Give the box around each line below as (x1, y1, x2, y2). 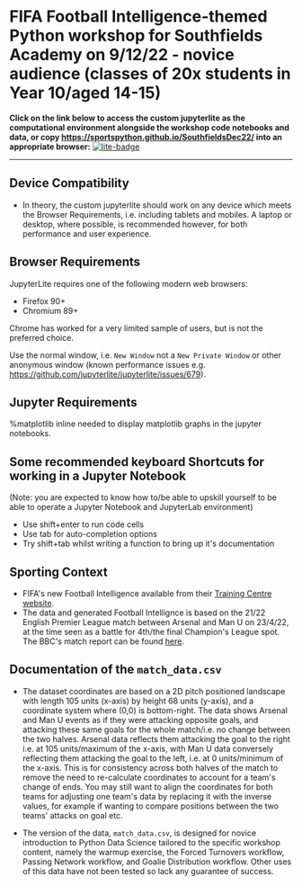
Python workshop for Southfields (9, 25, 263, 46)
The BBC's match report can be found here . (22, 636, 185, 647)
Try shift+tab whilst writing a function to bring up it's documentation (22, 538, 275, 550)
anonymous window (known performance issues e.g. (9, 359, 206, 370)
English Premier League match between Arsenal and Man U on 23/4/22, (22, 617, 289, 627)
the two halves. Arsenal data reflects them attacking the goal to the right (22, 733, 290, 744)
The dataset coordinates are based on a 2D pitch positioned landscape (22, 685, 286, 696)
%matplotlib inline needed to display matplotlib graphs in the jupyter (9, 418, 262, 429)
